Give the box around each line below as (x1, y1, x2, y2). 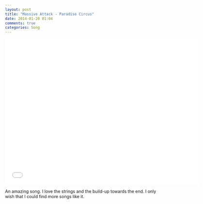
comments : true (5, 20, 36, 26)
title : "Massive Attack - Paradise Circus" (5, 12, 94, 17)
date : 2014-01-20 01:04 (5, 16, 53, 21)
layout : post (5, 7, 31, 12)
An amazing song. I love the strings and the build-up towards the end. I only (5, 188, 156, 194)
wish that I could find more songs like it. (5, 194, 85, 200)
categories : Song (5, 25, 40, 30)
